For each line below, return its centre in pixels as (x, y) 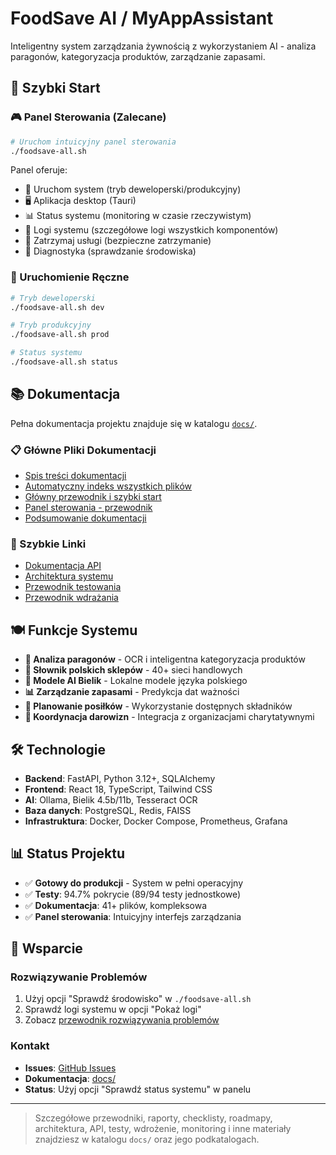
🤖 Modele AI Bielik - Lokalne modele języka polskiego (136, 681)
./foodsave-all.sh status (64, 362)
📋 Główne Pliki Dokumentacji (83, 450)
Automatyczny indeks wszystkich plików (108, 486)
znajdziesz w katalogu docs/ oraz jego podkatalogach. (147, 1139)
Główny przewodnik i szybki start (93, 497)
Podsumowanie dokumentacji (85, 518)
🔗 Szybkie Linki (48, 544)
